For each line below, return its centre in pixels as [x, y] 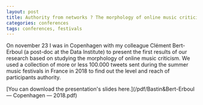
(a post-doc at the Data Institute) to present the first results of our [105, 52]
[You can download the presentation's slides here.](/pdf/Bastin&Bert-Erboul [101, 89]
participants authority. [34, 77]
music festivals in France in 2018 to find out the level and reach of [88, 71]
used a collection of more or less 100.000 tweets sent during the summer [97, 65]
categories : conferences [37, 23]
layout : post [23, 12]
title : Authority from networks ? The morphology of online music [92, 17]
